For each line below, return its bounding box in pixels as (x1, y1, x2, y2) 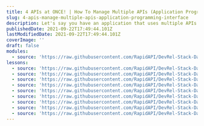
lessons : (6, 59, 29, 65)
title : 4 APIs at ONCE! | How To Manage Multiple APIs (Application (6, 8, 183, 15)
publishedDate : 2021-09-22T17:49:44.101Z (6, 25, 113, 32)
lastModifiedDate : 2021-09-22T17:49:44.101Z (6, 31, 121, 38)
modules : (6, 48, 29, 55)
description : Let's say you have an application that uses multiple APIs (6, 20, 197, 26)
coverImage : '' (6, 37, 45, 43)
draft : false (6, 43, 39, 49)
